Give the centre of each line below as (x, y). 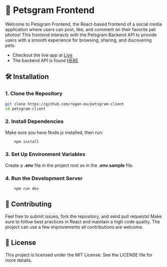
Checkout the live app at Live (42, 55)
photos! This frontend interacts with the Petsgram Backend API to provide (81, 35)
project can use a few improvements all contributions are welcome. (74, 227)
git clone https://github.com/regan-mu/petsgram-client (64, 104)
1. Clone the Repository (34, 94)
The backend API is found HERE (45, 60)
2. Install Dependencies (34, 121)
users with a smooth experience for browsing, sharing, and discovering (78, 40)
